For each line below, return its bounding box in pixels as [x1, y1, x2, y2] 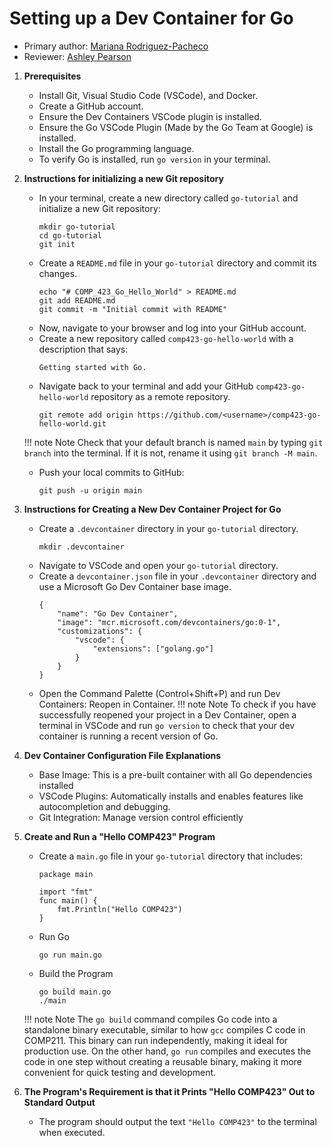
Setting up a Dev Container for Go [9, 7, 294, 30]
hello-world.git [38, 418, 107, 429]
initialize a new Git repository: [38, 202, 161, 214]
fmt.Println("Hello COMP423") [57, 904, 183, 914]
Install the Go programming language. [38, 142, 195, 154]
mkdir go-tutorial [38, 222, 116, 232]
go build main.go [38, 987, 112, 997]
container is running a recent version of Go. [38, 730, 219, 742]
